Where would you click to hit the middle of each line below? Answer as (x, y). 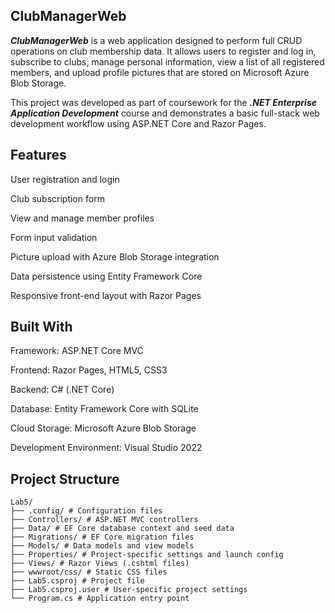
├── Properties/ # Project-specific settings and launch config (147, 555)
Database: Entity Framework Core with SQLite (104, 409)
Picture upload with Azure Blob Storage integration (115, 256)
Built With (41, 327)
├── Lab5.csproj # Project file (77, 581)
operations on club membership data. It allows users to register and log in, (163, 51)
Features (38, 155)
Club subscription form (57, 198)
